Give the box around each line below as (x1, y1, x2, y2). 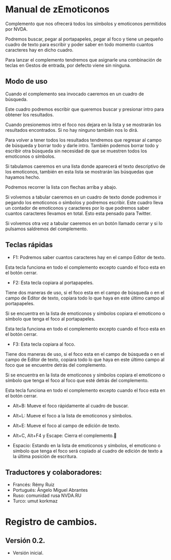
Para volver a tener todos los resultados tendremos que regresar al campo (5, 137, 162, 143)
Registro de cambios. (5, 516, 97, 528)
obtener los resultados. (5, 111, 54, 117)
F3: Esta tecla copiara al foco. (12, 341, 76, 347)
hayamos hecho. (5, 174, 40, 180)
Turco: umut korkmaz (12, 498, 58, 504)
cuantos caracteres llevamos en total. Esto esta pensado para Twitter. (5, 210, 152, 216)
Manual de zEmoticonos (5, 4, 110, 15)
